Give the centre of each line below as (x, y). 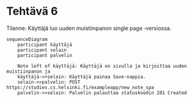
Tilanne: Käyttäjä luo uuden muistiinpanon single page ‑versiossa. (89, 28)
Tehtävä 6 (32, 11)
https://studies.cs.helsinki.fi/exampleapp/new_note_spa (80, 87)
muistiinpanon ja (28, 71)
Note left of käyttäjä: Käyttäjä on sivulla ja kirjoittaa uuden (102, 66)
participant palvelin (45, 55)
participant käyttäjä (45, 45)
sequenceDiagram (27, 39)
